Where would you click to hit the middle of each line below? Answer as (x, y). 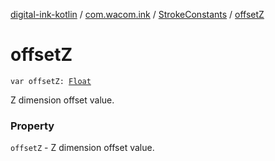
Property (32, 126)
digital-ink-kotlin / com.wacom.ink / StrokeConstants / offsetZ (137, 14)
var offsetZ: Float (51, 81)
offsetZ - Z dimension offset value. (82, 148)
